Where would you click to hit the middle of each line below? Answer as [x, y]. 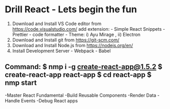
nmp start [21, 83]
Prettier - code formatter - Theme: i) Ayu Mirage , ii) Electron [76, 34]
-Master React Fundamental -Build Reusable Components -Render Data [81, 95]
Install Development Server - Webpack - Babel [61, 51]
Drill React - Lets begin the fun [71, 9]
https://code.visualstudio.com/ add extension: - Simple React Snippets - [89, 29]
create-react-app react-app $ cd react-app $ [78, 75]
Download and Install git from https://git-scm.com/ [66, 40]
